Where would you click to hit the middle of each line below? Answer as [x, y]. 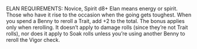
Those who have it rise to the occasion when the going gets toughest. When [99, 15]
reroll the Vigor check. [33, 40]
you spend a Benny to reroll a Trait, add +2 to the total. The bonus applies [95, 21]
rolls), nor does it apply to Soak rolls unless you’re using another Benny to [96, 34]
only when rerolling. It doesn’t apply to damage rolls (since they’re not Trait [97, 27]
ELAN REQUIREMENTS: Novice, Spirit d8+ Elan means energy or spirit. [92, 9]
